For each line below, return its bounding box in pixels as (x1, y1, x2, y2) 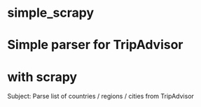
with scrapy (7, 69, 78, 85)
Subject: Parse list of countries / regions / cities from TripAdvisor (7, 92, 195, 101)
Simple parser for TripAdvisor (7, 37, 183, 53)
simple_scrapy (7, 5, 95, 21)
